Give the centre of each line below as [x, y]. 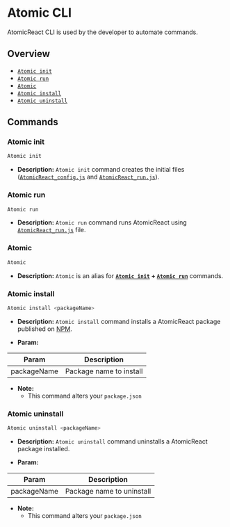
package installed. [43, 449]
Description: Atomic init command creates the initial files [101, 170]
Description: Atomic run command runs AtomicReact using [102, 222]
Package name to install [104, 371]
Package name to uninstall [108, 491]
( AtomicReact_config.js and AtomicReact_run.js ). [88, 177]
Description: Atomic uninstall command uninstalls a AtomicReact [113, 441]
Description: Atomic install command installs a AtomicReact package [119, 321]
